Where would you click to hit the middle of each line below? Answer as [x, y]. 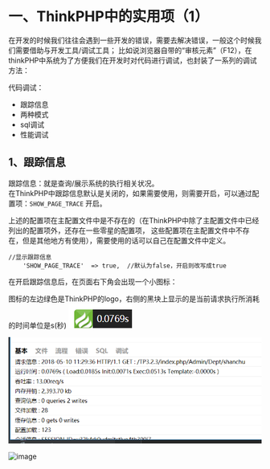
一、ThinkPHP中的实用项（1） [108, 16]
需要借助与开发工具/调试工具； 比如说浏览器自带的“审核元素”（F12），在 [133, 50]
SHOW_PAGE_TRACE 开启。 [68, 203]
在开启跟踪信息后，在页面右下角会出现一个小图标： [93, 281]
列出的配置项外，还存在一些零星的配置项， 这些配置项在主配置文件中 [122, 230]
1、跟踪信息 [37, 163]
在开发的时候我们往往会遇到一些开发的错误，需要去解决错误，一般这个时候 [131, 40]
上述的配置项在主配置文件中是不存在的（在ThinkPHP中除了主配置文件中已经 [134, 220]
